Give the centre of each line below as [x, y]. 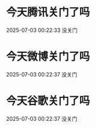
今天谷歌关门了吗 [48, 101]
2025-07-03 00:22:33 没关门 [42, 30]
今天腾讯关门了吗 [48, 12]
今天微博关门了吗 [48, 57]
